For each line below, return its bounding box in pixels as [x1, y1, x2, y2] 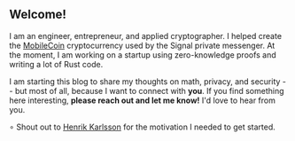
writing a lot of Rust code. [9, 59, 104, 69]
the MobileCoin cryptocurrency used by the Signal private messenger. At [9, 40, 276, 51]
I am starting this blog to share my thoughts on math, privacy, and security [9, 75, 281, 87]
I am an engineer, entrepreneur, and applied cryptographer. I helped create [9, 30, 282, 41]
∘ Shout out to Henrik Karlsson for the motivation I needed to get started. [9, 121, 276, 132]
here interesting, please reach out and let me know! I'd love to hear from [9, 95, 276, 106]
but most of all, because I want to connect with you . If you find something [14, 85, 284, 96]
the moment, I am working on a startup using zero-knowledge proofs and [9, 49, 276, 60]
